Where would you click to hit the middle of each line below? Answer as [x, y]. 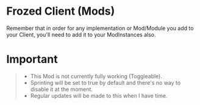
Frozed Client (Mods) [61, 11]
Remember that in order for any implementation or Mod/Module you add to [100, 28]
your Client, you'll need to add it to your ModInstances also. [81, 34]
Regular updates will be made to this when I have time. [99, 95]
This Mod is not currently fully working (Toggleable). [96, 76]
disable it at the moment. [62, 89]
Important [32, 60]
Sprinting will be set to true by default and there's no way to [105, 82]
